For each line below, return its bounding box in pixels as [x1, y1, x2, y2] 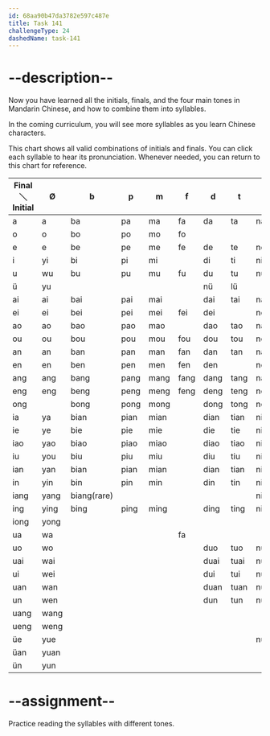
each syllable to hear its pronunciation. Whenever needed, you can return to [8, 152, 260, 162]
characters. [8, 128, 47, 138]
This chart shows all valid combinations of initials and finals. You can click [8, 144, 253, 154]
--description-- [8, 69, 114, 87]
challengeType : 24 [8, 27, 70, 35]
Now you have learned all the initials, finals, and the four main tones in [8, 96, 240, 105]
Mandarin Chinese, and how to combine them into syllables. [8, 104, 207, 113]
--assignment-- [8, 693, 116, 710]
